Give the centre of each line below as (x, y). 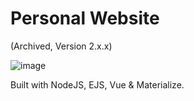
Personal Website (85, 18)
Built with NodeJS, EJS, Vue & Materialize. (97, 84)
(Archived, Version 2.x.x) (61, 46)
